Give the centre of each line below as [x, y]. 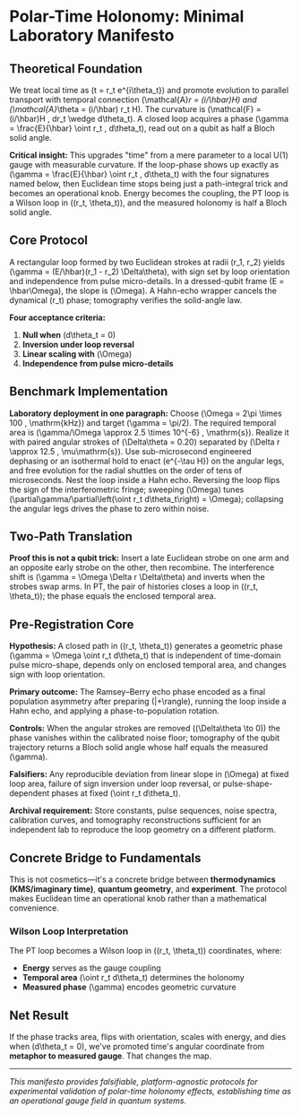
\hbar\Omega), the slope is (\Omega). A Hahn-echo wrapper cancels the [143, 290]
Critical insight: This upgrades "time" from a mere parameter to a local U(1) [149, 155]
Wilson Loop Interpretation [69, 931]
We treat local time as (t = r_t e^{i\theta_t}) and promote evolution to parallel [149, 90]
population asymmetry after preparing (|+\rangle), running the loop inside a [148, 702]
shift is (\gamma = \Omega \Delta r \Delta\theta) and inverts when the [138, 577]
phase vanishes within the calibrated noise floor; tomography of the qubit [145, 738]
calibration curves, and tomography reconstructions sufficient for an [135, 820]
